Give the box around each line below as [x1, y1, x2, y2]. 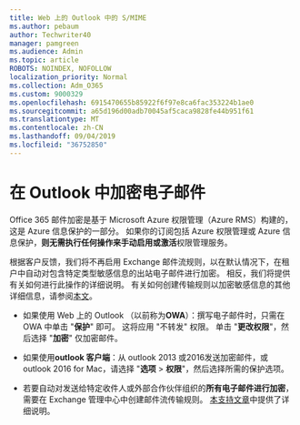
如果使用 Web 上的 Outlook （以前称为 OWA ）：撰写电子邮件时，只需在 [22, 309, 285, 320]
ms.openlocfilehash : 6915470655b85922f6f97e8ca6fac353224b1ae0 [9, 97, 255, 107]
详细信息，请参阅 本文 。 [9, 290, 97, 301]
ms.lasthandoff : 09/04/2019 [9, 132, 116, 141]
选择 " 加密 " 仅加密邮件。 [30, 332, 123, 343]
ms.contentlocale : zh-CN [9, 124, 104, 133]
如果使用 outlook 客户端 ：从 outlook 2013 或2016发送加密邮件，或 [22, 351, 269, 362]
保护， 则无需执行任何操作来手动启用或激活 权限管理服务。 [16, 237, 233, 248]
